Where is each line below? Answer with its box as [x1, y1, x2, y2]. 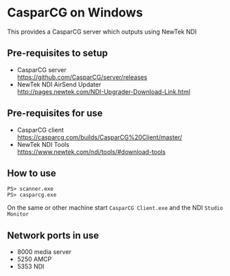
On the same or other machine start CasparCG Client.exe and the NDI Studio [7, 204, 223, 212]
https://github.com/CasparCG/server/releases [16, 73, 148, 81]
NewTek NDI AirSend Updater [16, 80, 102, 89]
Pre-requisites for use [7, 108, 103, 119]
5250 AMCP [16, 255, 52, 264]
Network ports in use [7, 229, 100, 241]
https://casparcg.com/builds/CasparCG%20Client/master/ [16, 133, 183, 141]
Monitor [7, 211, 30, 218]
